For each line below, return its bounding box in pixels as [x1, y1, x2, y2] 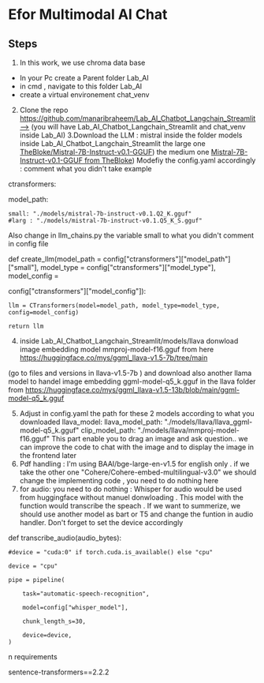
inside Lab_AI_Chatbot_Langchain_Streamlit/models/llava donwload [19, 336, 239, 345]
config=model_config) [8, 309, 80, 317]
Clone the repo [19, 105, 69, 114]
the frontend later [19, 451, 77, 460]
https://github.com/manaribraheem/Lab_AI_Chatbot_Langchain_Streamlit [19, 114, 256, 123]
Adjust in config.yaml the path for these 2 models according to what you [19, 409, 255, 418]
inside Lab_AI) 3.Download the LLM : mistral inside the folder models [19, 130, 243, 140]
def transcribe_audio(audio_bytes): [8, 533, 122, 542]
